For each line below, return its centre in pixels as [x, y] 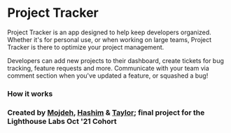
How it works [30, 94]
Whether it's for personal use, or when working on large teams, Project [110, 39]
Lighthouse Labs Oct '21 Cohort [62, 121]
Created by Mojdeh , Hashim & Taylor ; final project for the [106, 112]
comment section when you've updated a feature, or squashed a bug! [108, 76]
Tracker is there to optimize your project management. [86, 47]
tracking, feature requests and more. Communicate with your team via [108, 68]
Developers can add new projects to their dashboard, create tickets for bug [115, 60]
